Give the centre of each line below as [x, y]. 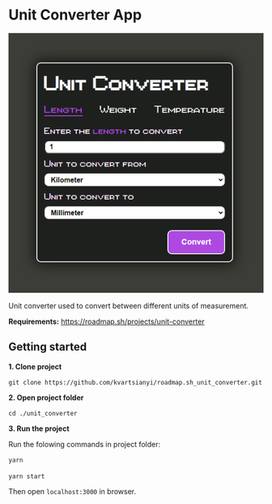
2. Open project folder [46, 397]
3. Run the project [39, 429]
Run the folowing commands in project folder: [85, 444]
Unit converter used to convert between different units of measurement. [129, 305]
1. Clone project [35, 366]
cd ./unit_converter [43, 413]
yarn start [27, 476]
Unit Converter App [75, 15]
